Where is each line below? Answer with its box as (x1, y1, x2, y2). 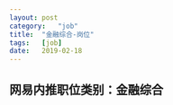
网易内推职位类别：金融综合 (9, 82, 164, 97)
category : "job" (9, 22, 78, 31)
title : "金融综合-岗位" (9, 30, 95, 39)
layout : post (9, 13, 59, 22)
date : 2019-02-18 (9, 47, 83, 56)
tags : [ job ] (9, 38, 63, 48)
